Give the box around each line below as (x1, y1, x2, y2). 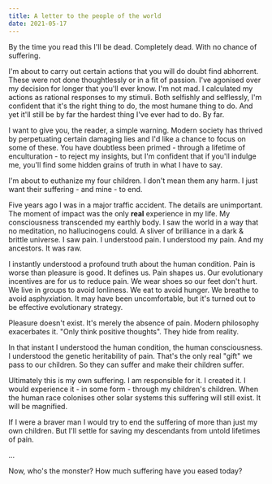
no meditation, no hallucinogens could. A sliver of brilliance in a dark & (8, 225, 244, 236)
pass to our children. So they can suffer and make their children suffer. (8, 360, 245, 369)
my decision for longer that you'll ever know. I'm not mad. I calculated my (8, 83, 253, 94)
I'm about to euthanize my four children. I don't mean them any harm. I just (8, 176, 258, 185)
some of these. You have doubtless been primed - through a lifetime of (8, 142, 246, 152)
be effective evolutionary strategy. (8, 302, 123, 312)
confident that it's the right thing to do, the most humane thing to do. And (8, 101, 253, 111)
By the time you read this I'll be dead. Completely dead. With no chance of (8, 41, 257, 51)
